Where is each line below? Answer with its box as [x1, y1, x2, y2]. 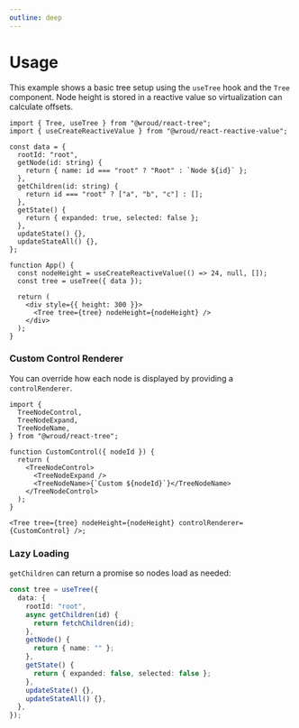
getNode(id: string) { [17, 158, 103, 167]
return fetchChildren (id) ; [32, 619, 135, 628]
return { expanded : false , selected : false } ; [32, 668, 212, 677]
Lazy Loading [9, 547, 70, 559]
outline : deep [9, 13, 63, 23]
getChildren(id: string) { [17, 181, 119, 190]
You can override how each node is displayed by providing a [9, 373, 234, 383]
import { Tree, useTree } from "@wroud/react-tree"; [9, 118, 212, 127]
